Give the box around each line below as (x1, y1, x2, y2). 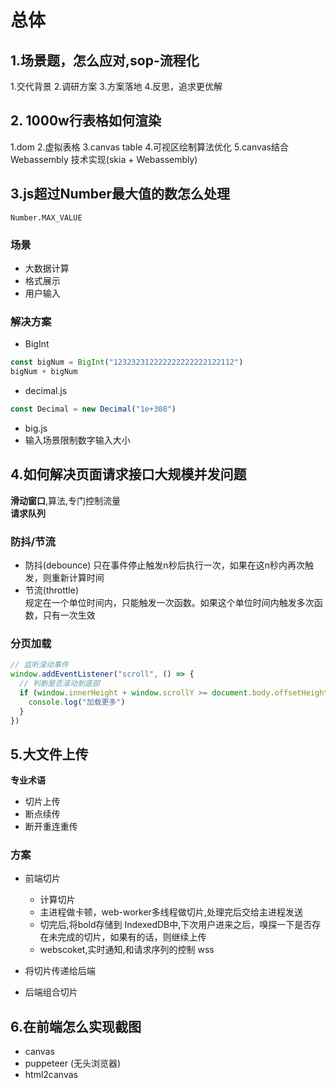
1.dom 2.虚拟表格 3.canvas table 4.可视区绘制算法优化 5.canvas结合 (10, 141, 290, 153)
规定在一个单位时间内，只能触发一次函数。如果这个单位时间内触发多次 (24, 596, 315, 608)
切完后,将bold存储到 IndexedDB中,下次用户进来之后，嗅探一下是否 (39, 919, 313, 931)
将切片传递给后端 (24, 965, 96, 977)
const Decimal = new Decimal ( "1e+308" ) (10, 404, 177, 414)
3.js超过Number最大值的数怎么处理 (10, 186, 231, 203)
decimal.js (24, 384, 68, 396)
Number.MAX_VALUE (10, 212, 83, 223)
